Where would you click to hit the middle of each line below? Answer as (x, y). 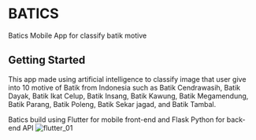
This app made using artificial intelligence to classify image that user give (127, 79)
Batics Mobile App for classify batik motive (78, 35)
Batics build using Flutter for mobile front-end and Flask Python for (117, 120)
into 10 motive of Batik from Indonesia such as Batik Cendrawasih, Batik (124, 87)
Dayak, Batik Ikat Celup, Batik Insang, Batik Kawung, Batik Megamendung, (128, 96)
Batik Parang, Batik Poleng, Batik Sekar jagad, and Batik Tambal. (112, 104)
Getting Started (47, 60)
